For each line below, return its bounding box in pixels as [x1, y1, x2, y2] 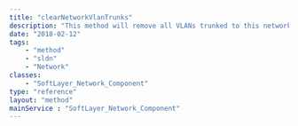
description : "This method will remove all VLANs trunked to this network [9, 21, 292, 30]
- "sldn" [25, 54, 58, 63]
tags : [9, 37, 29, 47]
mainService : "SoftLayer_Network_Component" [9, 104, 180, 113]
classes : [9, 71, 42, 80]
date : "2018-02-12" [9, 29, 82, 38]
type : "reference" [9, 87, 77, 96]
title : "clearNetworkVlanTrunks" [9, 12, 133, 22]
